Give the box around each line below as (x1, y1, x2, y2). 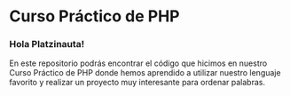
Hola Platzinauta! (9, 38, 85, 51)
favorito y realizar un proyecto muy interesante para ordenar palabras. (9, 77, 266, 88)
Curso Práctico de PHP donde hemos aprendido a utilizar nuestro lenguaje (9, 68, 281, 78)
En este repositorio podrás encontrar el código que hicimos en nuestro (9, 58, 268, 68)
